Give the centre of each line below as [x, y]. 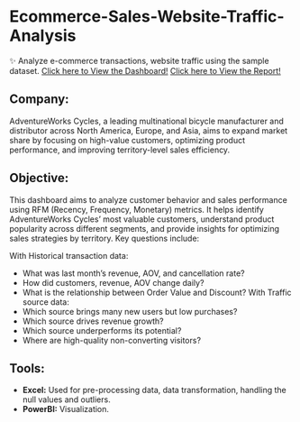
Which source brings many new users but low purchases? [130, 311]
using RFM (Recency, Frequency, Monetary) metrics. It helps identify [136, 209]
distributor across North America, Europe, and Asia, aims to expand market [149, 130]
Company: [39, 100]
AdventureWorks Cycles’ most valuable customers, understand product [142, 219]
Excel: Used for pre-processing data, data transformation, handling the [154, 390]
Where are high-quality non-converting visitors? [111, 340]
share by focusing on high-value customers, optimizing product [127, 140]
